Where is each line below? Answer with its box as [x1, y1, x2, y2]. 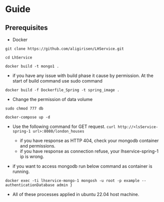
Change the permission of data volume [12, 96, 93, 102]
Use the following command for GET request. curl [12, 123, 116, 129]
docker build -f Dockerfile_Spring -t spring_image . [5, 87, 120, 92]
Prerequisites [5, 23, 48, 32]
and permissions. [19, 143, 56, 148]
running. [12, 168, 30, 174]
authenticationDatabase [5, 182, 55, 187]
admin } [56, 182, 72, 187]
